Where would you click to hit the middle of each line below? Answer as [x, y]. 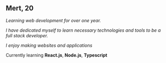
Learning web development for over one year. [53, 20]
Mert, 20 [20, 8]
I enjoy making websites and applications [49, 45]
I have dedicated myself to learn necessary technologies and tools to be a [83, 30]
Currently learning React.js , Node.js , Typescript [57, 55]
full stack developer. [27, 35]
